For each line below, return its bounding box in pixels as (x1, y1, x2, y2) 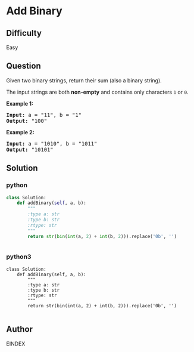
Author (6, 324, 33, 335)
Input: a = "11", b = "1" (6, 112, 82, 118)
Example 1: (6, 100, 34, 107)
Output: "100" (6, 118, 48, 124)
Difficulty (6, 28, 42, 38)
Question (6, 61, 41, 71)
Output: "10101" (6, 146, 54, 153)
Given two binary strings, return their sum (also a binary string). (6, 76, 162, 84)
